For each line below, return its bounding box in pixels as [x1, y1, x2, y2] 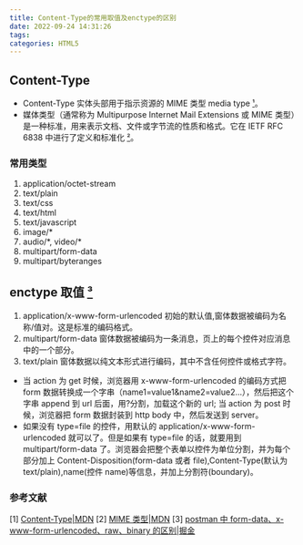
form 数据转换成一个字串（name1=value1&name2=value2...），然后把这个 [22, 386, 294, 397]
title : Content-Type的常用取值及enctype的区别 [9, 13, 177, 23]
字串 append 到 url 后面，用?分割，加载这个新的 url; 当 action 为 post [22, 398, 281, 409]
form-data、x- [230, 514, 285, 525]
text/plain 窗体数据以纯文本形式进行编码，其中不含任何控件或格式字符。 [22, 356, 292, 367]
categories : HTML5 [9, 38, 79, 48]
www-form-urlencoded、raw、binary [9, 525, 151, 536]
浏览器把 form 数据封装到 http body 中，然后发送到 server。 [38, 409, 264, 420]
